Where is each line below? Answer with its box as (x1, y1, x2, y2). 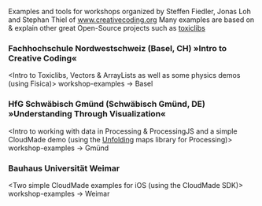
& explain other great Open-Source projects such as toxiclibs (8, 24, 206, 32)
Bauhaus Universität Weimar (8, 163, 120, 174)
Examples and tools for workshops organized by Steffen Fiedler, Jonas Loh (8, 7, 252, 16)
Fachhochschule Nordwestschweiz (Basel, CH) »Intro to (8, 42, 227, 53)
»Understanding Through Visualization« (8, 109, 167, 120)
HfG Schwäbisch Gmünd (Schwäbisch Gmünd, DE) (8, 98, 206, 109)
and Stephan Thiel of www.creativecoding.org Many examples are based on (8, 15, 255, 24)
